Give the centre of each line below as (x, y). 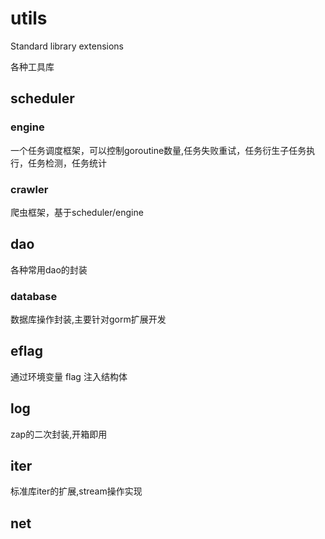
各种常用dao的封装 (49, 269)
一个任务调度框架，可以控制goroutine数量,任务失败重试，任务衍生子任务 (158, 150)
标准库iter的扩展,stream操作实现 (76, 491)
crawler (29, 189)
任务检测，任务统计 (67, 163)
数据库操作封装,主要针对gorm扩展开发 (88, 319)
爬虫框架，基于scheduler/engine (77, 212)
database (34, 296)
